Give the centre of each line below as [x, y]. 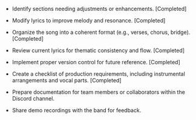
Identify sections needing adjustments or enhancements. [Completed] [99, 9]
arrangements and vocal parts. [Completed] [67, 80]
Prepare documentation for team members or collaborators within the [99, 92]
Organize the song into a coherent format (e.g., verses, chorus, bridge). [101, 32]
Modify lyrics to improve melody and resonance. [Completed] [89, 20]
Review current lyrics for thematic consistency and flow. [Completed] [98, 50]
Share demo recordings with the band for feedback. [77, 110]
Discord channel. [33, 98]
